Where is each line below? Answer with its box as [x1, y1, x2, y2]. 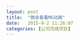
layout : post [6, 8, 39, 15]
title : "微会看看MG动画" [6, 14, 66, 20]
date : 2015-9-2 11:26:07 [6, 20, 74, 26]
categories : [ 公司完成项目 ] [6, 25, 71, 32]
